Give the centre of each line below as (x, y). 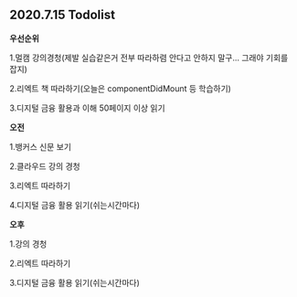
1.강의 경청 (28, 244)
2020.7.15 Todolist (63, 15)
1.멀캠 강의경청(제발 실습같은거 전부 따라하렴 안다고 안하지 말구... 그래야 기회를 (149, 58)
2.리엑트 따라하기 (40, 263)
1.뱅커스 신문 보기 (40, 146)
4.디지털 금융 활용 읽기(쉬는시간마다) (74, 205)
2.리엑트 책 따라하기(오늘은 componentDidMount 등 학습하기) (120, 88)
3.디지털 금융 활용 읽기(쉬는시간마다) (74, 282)
